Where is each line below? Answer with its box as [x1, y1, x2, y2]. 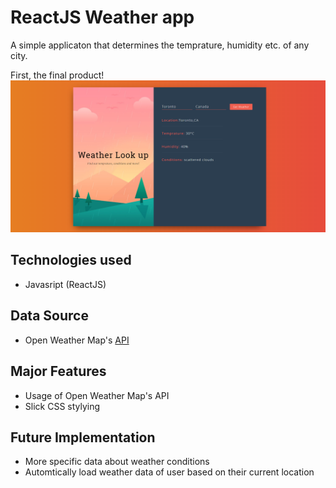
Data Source [10, 307, 89, 325]
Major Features [10, 363, 107, 380]
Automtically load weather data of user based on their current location [24, 466, 315, 478]
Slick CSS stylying [24, 400, 101, 412]
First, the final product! [10, 69, 105, 81]
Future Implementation [10, 429, 156, 446]
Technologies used [10, 252, 132, 269]
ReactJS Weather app [10, 6, 195, 29]
